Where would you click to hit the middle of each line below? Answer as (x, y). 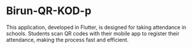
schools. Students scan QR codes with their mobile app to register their (93, 33)
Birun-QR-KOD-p (49, 11)
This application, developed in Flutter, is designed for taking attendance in (96, 27)
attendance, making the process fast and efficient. (67, 40)
